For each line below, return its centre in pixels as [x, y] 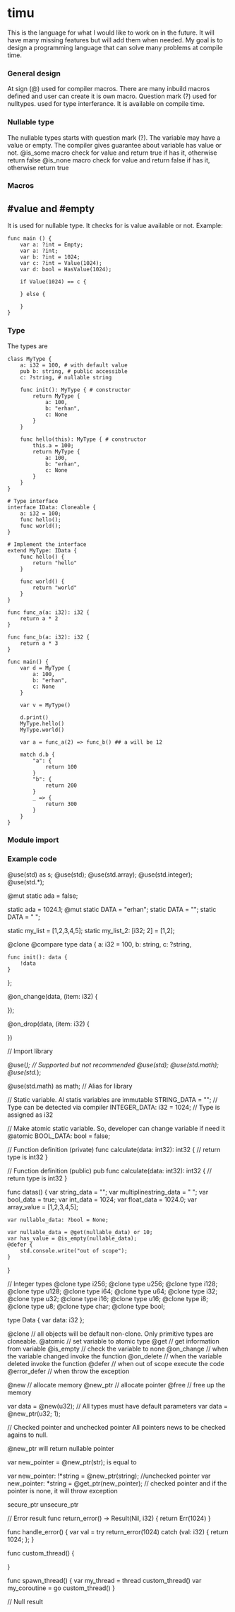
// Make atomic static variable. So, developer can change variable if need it [116, 1128]
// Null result [25, 1601]
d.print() [35, 717]
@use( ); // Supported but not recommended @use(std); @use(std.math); [113, 1065]
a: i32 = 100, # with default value [74, 365]
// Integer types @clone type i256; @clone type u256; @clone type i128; [113, 1284]
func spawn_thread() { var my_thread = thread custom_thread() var [104, 1580]
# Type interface [33, 501]
